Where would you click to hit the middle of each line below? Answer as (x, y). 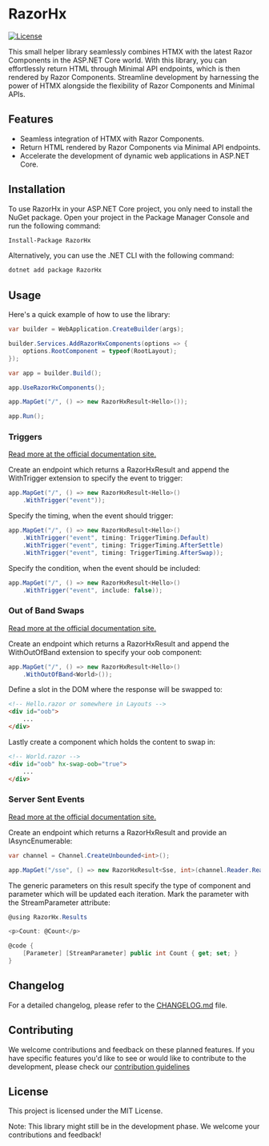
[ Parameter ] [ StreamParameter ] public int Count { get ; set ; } (130, 954)
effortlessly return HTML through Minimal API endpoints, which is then (124, 68)
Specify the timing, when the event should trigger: (91, 516)
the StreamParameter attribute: (59, 903)
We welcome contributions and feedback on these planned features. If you (131, 1049)
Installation (37, 189)
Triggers (25, 437)
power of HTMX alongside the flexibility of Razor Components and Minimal (131, 86)
